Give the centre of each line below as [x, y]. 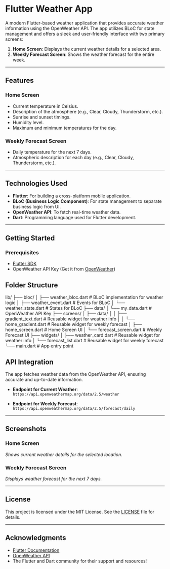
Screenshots [26, 429]
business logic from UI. [37, 206]
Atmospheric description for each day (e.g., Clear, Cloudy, [73, 157]
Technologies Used [36, 184]
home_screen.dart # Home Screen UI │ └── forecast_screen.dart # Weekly [84, 330]
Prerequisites [22, 253]
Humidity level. [28, 122]
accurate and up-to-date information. [44, 380]
